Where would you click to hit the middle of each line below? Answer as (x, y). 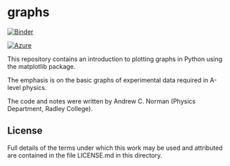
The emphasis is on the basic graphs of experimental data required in (108, 80)
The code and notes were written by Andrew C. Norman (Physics (101, 101)
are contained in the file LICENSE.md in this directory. (85, 155)
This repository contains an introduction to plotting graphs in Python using (115, 59)
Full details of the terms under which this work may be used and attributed (115, 148)
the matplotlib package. (41, 66)
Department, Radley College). (50, 108)
